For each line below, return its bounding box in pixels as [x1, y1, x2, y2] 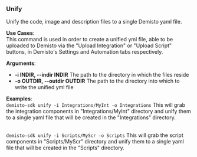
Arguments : [6, 60, 37, 67]
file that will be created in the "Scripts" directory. [6, 144, 125, 152]
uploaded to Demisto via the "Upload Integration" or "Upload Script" [6, 42, 172, 49]
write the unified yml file [14, 84, 74, 91]
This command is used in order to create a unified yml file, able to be [6, 36, 173, 43]
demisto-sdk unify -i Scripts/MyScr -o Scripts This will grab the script [6, 132, 184, 139]
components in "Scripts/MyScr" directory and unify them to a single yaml [6, 138, 184, 145]
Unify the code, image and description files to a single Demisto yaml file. [6, 18, 182, 25]
